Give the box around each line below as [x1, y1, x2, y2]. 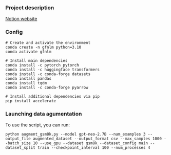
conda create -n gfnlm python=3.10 [5, 45, 82, 50]
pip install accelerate [5, 98, 56, 103]
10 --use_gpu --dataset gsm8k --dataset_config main [32, 140, 148, 146]
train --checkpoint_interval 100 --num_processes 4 [37, 145, 150, 150]
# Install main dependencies [5, 58, 68, 63]
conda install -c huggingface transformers [5, 67, 100, 72]
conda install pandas [5, 76, 52, 81]
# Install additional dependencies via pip [5, 94, 100, 99]
